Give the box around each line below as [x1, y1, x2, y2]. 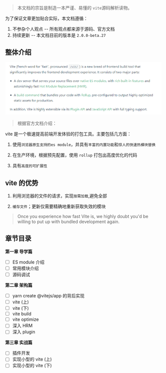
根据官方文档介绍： [17, 121, 57, 126]
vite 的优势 [5, 179, 39, 187]
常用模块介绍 [12, 265, 39, 271]
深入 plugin [12, 329, 36, 335]
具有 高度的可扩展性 [12, 163, 48, 169]
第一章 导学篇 [5, 249, 33, 254]
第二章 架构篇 [5, 282, 33, 288]
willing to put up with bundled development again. [17, 219, 120, 225]
